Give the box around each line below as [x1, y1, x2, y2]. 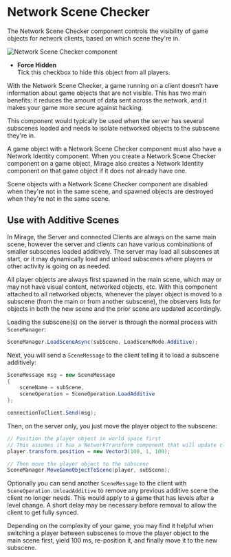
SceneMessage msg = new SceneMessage [7, 371, 115, 378]
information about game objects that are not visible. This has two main [7, 89, 206, 97]
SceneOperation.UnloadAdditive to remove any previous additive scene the [7, 486, 219, 495]
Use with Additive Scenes [7, 215, 120, 226]
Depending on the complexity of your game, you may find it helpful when [7, 522, 214, 530]
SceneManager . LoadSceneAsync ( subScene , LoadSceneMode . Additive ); [7, 338, 198, 345]
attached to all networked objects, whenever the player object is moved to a [7, 290, 222, 298]
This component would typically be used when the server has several [7, 116, 204, 124]
